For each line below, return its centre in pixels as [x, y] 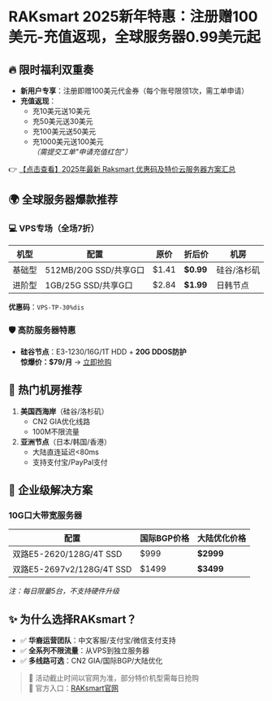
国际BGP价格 [164, 538]
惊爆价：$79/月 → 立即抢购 [66, 361]
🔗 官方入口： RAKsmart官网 [73, 688]
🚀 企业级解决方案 [51, 491]
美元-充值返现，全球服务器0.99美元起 [135, 37]
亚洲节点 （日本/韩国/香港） [65, 441]
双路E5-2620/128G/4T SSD [67, 554]
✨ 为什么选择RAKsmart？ [73, 619]
